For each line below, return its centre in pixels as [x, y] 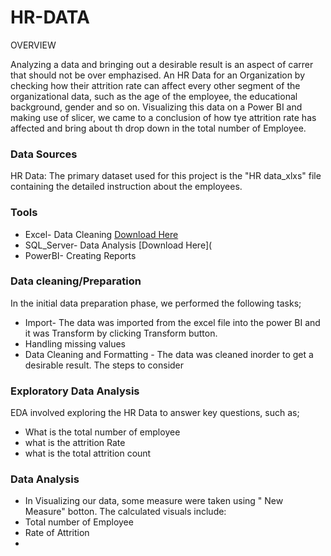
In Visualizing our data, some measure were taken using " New [154, 501]
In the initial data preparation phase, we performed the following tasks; [156, 303]
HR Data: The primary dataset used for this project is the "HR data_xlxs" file [166, 176]
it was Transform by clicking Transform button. [121, 333]
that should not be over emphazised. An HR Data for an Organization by [158, 75]
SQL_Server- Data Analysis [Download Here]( [118, 245]
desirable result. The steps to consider [104, 365]
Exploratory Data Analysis [75, 391]
